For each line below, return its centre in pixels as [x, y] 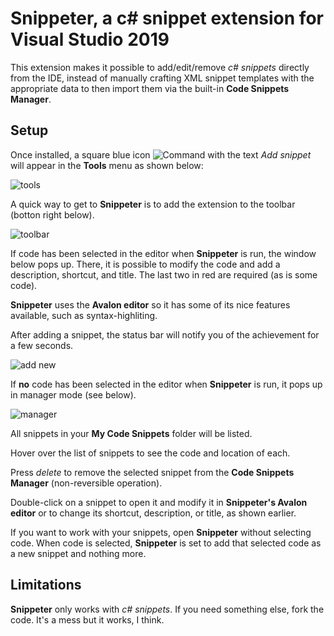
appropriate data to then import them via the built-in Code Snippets [150, 88]
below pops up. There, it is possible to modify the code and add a [145, 264]
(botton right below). [52, 214]
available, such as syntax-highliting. [84, 315]
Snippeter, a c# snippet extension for [167, 18]
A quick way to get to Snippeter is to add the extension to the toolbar [153, 204]
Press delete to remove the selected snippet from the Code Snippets [152, 472]
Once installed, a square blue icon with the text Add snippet [161, 154]
